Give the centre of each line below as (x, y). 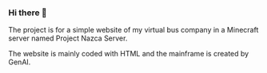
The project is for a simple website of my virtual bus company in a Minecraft (133, 30)
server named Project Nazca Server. (68, 38)
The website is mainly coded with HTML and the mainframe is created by (129, 54)
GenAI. (20, 62)
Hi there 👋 (28, 13)
